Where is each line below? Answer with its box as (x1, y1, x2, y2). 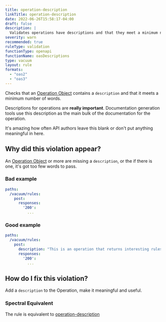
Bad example (5, 176, 37, 183)
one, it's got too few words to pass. (5, 163, 77, 169)
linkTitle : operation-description (5, 12, 77, 17)
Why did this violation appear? (5, 145, 101, 153)
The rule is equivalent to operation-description (5, 311, 100, 317)
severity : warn (5, 35, 37, 40)
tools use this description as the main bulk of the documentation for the (5, 110, 151, 116)
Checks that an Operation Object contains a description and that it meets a (5, 90, 159, 96)
